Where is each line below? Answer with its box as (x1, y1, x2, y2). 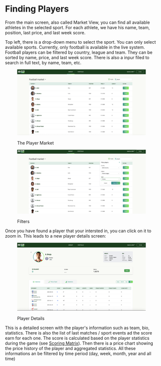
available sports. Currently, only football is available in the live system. (5, 44, 145, 50)
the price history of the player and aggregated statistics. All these (5, 346, 136, 351)
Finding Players (5, 3, 69, 15)
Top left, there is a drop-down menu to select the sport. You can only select (5, 39, 156, 45)
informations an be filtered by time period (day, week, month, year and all (5, 350, 152, 357)
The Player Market (17, 140, 54, 146)
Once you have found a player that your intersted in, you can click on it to (5, 228, 152, 234)
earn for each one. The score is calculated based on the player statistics (5, 335, 149, 341)
